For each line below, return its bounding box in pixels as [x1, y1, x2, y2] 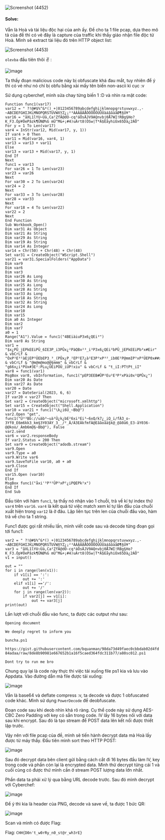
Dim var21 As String [5, 231, 48, 236]
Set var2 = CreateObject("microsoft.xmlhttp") [5, 399, 102, 404]
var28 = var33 [5, 197, 34, 202]
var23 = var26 [5, 171, 34, 176]
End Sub [5, 490, 21, 495]
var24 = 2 [5, 184, 26, 189]
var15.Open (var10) [5, 472, 45, 477]
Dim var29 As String [5, 235, 48, 241]
